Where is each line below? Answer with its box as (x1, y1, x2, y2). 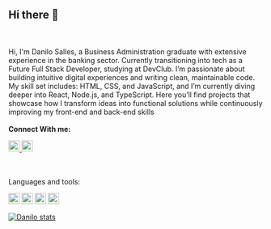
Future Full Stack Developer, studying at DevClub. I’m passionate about (8, 64, 245, 74)
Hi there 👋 (8, 8, 59, 22)
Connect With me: (8, 124, 71, 134)
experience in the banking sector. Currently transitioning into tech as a (8, 55, 243, 65)
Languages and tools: (8, 176, 81, 186)
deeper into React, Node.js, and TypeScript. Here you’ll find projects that (8, 90, 251, 100)
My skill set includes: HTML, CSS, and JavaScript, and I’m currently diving (8, 81, 256, 91)
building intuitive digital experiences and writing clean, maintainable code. (8, 72, 256, 82)
